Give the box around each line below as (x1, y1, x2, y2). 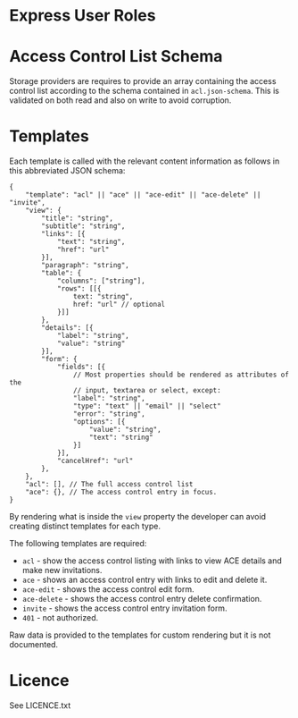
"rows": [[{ (56, 284, 102, 293)
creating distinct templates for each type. (9, 520, 161, 532)
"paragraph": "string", (41, 261, 129, 270)
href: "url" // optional (72, 300, 166, 309)
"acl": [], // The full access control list (25, 480, 194, 489)
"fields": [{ (56, 363, 105, 372)
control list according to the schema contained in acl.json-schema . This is (9, 86, 279, 97)
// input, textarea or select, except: (72, 386, 221, 395)
